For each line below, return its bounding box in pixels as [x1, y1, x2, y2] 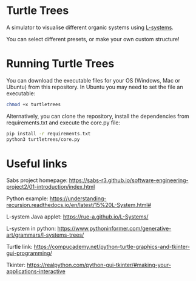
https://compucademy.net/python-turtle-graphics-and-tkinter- [33, 243, 190, 251]
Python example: [6, 195, 49, 202]
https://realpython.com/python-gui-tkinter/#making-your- [27, 262, 172, 269]
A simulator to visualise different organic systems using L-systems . [6, 24, 174, 31]
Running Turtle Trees [6, 57, 115, 70]
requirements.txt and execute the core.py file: [6, 119, 120, 126]
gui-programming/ [6, 249, 53, 257]
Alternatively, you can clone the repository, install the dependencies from [6, 112, 189, 120]
